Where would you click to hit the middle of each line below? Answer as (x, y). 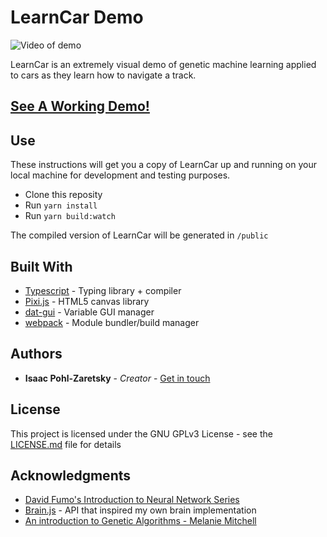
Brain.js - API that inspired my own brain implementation (140, 510)
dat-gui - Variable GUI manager (89, 312)
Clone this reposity (63, 195)
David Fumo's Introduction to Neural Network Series (132, 500)
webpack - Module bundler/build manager (112, 322)
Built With (41, 266)
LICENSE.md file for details (66, 444)
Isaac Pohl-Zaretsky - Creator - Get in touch (117, 378)
